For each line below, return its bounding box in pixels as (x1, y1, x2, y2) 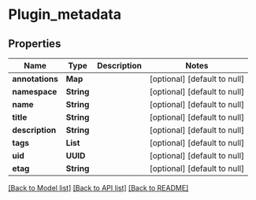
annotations (12, 73, 59, 84)
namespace (12, 87, 58, 97)
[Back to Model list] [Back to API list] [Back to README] (8, 183, 189, 192)
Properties (8, 37, 61, 50)
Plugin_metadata (8, 6, 122, 24)
